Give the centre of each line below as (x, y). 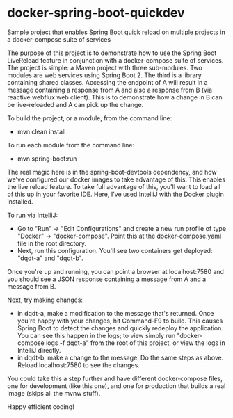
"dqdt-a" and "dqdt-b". (50, 258)
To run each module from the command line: (71, 145)
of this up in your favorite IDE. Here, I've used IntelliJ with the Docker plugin (115, 194)
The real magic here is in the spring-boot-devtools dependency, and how (112, 172)
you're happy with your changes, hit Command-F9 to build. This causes (120, 321)
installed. (20, 201)
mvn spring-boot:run (47, 159)
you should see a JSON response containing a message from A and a (107, 279)
